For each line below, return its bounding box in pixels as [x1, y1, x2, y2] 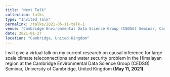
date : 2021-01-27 [5, 31, 42, 36]
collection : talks [5, 12, 44, 17]
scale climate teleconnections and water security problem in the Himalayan [5, 55, 162, 61]
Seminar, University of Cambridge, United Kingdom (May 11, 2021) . [5, 65, 145, 71]
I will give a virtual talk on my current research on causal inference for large [5, 49, 163, 56]
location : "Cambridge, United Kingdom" [5, 36, 90, 41]
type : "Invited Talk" [5, 17, 51, 22]
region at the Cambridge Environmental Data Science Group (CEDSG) [5, 60, 150, 66]
